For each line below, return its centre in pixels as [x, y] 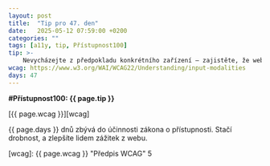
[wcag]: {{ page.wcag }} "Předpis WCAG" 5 [80, 153]
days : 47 [23, 75]
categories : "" [34, 38]
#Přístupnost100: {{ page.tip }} [61, 98]
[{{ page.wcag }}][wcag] [49, 114]
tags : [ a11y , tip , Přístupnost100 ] [68, 46]
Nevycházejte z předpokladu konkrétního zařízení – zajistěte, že [136, 61]
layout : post [30, 16]
